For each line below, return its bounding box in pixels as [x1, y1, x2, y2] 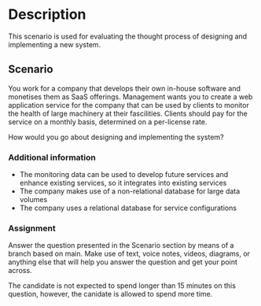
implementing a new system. [8, 39, 101, 49]
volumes [19, 195, 48, 205]
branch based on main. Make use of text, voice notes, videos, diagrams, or [8, 249, 250, 259]
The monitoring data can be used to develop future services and [19, 170, 229, 179]
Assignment [8, 223, 57, 234]
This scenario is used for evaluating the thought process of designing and [8, 31, 248, 41]
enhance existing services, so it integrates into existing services [19, 179, 227, 188]
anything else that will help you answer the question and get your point [8, 257, 238, 267]
